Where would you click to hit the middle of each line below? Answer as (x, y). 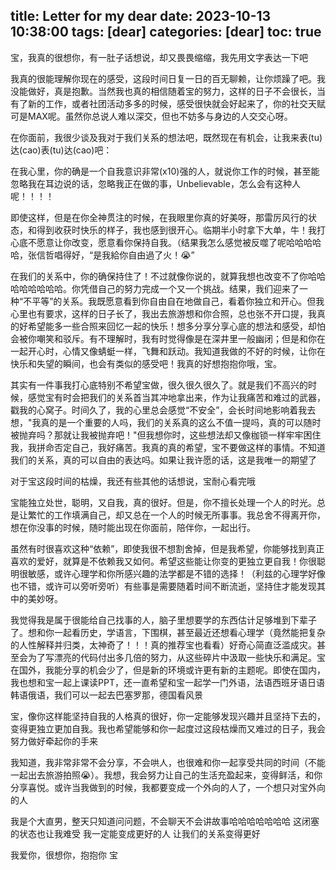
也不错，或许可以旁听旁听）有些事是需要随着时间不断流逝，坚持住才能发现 (163, 586)
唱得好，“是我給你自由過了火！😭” (124, 255)
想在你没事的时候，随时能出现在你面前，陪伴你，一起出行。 (133, 527)
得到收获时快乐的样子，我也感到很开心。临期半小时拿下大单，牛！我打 (181, 230)
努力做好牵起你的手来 (54, 741)
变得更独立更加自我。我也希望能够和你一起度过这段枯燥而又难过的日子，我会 (168, 728)
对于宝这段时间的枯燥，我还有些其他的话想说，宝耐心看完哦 (133, 481)
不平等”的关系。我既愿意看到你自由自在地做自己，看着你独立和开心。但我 (174, 301)
